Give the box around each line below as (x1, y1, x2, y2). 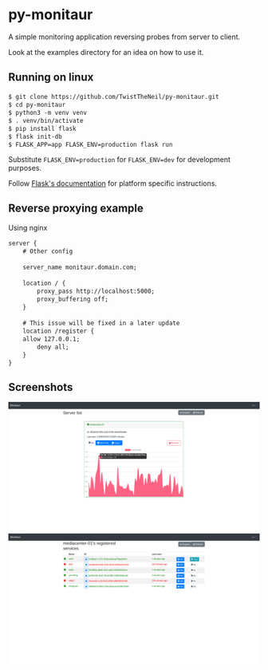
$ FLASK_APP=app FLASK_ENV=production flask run (8, 140, 173, 148)
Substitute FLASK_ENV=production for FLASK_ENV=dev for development (8, 154, 231, 164)
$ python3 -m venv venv (8, 108, 88, 116)
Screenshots (8, 380, 73, 394)
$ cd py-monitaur (8, 100, 66, 108)
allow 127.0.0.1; (22, 335, 81, 343)
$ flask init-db (8, 132, 62, 140)
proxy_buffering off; (37, 295, 109, 303)
